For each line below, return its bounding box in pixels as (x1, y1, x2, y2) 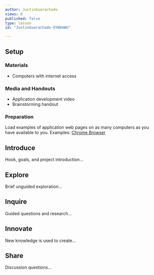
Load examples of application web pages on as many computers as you (5, 124, 150, 130)
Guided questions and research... (5, 210, 72, 216)
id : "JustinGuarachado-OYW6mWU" (5, 25, 71, 30)
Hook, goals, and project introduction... (5, 156, 84, 163)
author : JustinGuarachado (5, 7, 58, 12)
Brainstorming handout (12, 102, 58, 107)
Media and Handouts (5, 85, 56, 92)
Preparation (5, 114, 34, 120)
